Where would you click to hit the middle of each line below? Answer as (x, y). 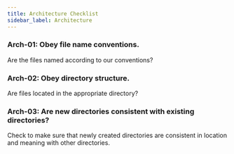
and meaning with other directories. (59, 143)
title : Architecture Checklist (53, 14)
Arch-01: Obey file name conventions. (74, 45)
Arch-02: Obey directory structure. (68, 78)
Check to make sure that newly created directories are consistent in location (117, 135)
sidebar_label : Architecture (50, 20)
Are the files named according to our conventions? (80, 59)
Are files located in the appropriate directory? (73, 93)
